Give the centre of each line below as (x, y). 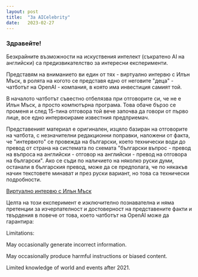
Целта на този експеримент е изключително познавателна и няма (90, 202)
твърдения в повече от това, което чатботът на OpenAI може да (88, 215)
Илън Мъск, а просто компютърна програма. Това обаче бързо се (91, 105)
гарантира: (20, 221)
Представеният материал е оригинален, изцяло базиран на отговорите (97, 129)
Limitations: (20, 233)
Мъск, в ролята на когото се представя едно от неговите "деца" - (90, 80)
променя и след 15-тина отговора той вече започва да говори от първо (97, 111)
